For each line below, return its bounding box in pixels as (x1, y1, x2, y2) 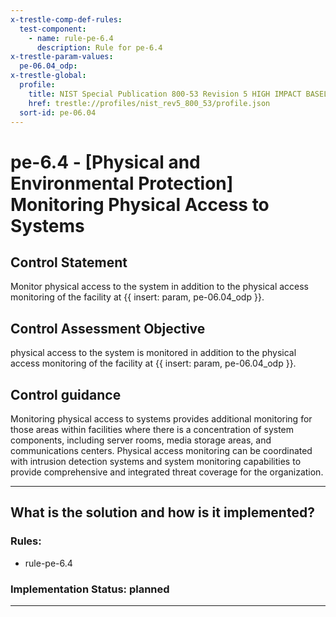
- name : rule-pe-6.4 (28, 33, 114, 43)
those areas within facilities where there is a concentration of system (10, 424, 295, 435)
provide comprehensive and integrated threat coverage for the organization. (10, 466, 324, 478)
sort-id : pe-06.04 (19, 107, 97, 118)
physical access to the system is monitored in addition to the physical (10, 347, 297, 359)
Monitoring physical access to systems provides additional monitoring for (10, 413, 313, 425)
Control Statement (10, 254, 128, 271)
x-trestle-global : (10, 71, 87, 81)
